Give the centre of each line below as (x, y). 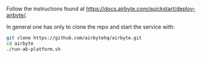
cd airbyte (20, 43)
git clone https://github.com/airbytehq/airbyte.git (74, 38)
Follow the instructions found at (46, 9)
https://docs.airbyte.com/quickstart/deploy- (141, 9)
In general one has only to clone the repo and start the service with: (91, 27)
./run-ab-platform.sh (34, 49)
